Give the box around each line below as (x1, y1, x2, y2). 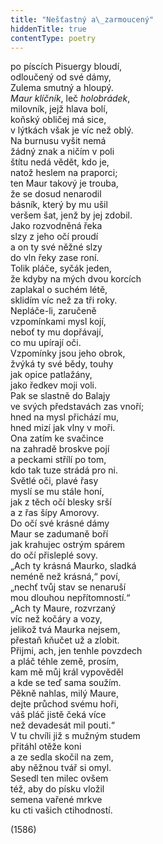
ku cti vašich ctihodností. (10, 804, 113, 816)
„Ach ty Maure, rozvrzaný (10, 602, 117, 615)
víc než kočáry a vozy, (10, 613, 103, 625)
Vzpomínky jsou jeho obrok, (10, 347, 126, 360)
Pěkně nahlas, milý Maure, (10, 687, 120, 700)
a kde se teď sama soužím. (10, 677, 122, 689)
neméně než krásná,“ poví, (10, 571, 121, 583)
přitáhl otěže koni (10, 741, 82, 753)
